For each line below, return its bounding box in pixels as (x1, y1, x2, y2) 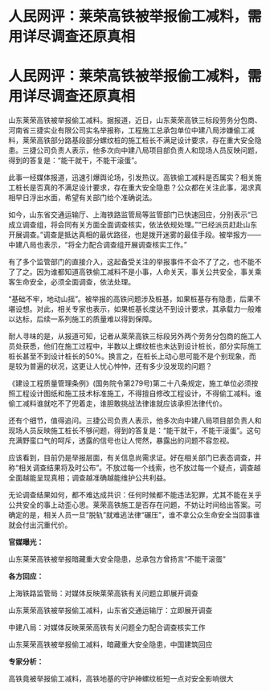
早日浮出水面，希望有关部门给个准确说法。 (14, 193, 157, 202)
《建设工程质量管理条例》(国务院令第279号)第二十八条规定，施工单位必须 (8, 378, 252, 388)
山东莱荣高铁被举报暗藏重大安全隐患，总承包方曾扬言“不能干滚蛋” (8, 554, 227, 564)
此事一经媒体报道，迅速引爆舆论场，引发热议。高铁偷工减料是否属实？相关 (8, 173, 255, 182)
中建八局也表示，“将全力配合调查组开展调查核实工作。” (8, 240, 187, 250)
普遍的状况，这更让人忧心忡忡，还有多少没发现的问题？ (29, 362, 213, 371)
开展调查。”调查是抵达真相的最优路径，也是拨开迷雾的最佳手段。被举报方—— (8, 230, 262, 239)
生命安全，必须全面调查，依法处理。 (14, 277, 135, 287)
